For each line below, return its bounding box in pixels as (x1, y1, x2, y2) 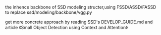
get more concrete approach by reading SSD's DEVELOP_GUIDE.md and (5, 19, 153, 25)
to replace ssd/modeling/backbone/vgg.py (5, 9, 93, 15)
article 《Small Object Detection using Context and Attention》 (5, 25, 128, 30)
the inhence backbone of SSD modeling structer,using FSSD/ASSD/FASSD (5, 4, 157, 10)
